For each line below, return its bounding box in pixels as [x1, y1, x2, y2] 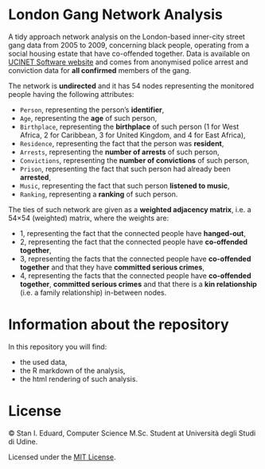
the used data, [19, 357, 68, 366]
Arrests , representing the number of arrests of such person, [19, 147, 220, 157]
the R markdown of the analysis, [19, 366, 126, 375]
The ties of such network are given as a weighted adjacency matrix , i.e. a [8, 204, 252, 214]
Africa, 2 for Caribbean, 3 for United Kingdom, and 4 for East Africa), [19, 130, 246, 140]
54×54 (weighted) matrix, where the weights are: [8, 213, 170, 223]
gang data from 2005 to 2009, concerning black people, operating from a [8, 40, 249, 49]
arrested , [19, 172, 52, 182]
